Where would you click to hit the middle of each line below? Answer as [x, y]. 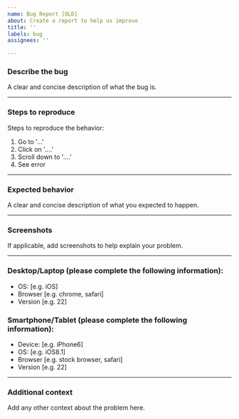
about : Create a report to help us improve [73, 21]
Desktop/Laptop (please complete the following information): [116, 271]
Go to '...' [31, 141]
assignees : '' [28, 41]
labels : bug [25, 34]
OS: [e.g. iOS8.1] [42, 352]
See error [32, 164]
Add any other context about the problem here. [76, 408]
